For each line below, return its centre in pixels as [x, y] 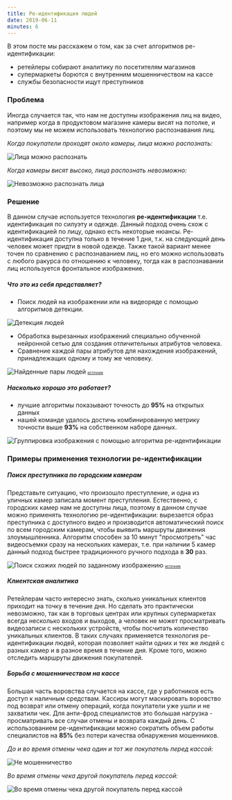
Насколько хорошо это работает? [59, 387]
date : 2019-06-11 [32, 20]
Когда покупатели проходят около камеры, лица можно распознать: [110, 143]
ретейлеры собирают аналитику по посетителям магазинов [106, 67]
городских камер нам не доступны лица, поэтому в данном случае [107, 507]
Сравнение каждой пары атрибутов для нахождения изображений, [117, 351]
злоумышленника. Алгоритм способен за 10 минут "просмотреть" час [112, 537]
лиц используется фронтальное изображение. [76, 268]
